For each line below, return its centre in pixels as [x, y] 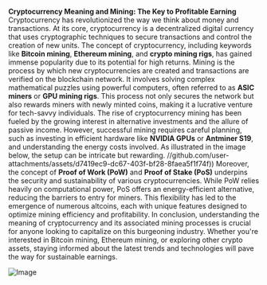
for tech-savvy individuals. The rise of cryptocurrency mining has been [125, 113]
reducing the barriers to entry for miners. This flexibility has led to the [122, 197]
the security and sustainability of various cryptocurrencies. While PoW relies [134, 181]
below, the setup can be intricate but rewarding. [87, 155]
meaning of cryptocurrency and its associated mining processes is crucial [130, 223]
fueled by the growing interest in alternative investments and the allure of [128, 121]
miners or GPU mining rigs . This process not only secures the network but [131, 96]
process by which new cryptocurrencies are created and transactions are [129, 70]
